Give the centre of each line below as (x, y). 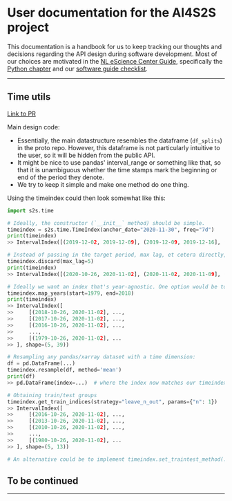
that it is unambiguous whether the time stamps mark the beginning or (117, 170)
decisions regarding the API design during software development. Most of (112, 54)
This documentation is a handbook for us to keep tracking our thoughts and (115, 46)
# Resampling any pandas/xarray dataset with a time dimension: (101, 357)
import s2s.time (30, 210)
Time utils (29, 97)
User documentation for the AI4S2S (112, 13)
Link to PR (21, 113)
